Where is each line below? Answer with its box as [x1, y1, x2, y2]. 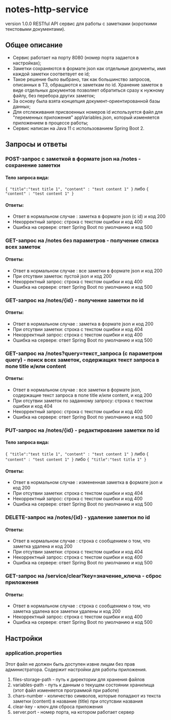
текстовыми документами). [5, 26, 65, 32]
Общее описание [5, 41, 63, 50]
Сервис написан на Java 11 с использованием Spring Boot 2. [12, 125, 144, 131]
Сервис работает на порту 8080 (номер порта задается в [12, 54, 139, 60]
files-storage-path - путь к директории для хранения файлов [12, 676, 145, 683]
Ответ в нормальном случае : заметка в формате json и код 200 [12, 321, 154, 327]
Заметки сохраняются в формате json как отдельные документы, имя [12, 65, 166, 71]
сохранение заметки [5, 162, 60, 169]
